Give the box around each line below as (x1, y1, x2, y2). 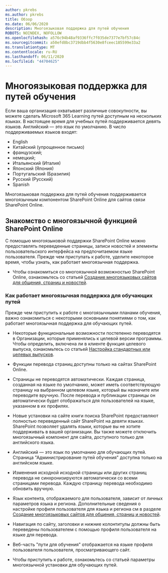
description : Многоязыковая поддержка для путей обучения (5, 26, 129, 31)
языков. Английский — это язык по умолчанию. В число (5, 124, 126, 130)
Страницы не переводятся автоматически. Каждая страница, (12, 376, 146, 383)
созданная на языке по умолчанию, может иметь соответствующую (12, 381, 161, 388)
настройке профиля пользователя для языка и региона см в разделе (12, 506, 161, 512)
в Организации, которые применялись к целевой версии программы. (12, 335, 163, 342)
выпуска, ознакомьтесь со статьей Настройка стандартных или (12, 346, 151, 352)
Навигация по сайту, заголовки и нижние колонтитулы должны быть (12, 521, 160, 527)
